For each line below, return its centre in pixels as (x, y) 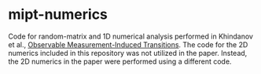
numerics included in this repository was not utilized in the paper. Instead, (128, 53)
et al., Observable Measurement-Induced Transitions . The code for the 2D (128, 44)
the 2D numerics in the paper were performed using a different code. (120, 61)
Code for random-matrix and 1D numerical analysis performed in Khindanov (131, 36)
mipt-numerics (58, 15)
